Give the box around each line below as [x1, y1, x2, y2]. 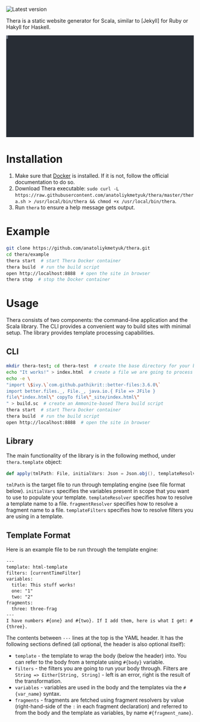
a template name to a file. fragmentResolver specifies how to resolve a [6, 500, 178, 507]
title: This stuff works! [11, 582, 76, 588]
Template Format [6, 530, 71, 540]
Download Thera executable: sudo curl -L [14, 185, 119, 192]
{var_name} [14, 692, 42, 698]
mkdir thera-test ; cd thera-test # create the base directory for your [6, 363, 190, 369]
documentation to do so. [14, 179, 76, 186]
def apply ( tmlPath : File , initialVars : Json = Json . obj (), [6, 470, 156, 476]
